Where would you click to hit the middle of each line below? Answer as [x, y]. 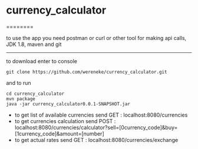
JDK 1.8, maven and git [34, 44]
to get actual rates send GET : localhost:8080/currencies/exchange [96, 140]
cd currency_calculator [35, 94]
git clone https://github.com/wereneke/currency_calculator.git [87, 72]
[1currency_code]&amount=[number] [59, 134]
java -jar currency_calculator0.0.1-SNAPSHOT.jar [68, 104]
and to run [19, 82]
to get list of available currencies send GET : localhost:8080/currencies [101, 115]
